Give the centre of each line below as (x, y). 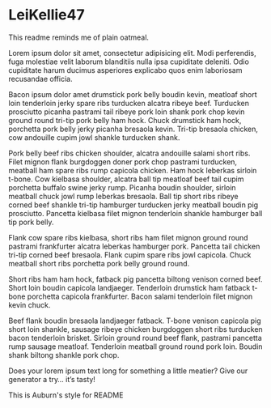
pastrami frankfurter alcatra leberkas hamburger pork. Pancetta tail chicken (134, 246)
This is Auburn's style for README (66, 395)
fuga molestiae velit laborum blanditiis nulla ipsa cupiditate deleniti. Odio (129, 62)
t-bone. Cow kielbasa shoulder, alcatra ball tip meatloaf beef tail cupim (126, 179)
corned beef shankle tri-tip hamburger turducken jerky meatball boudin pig (133, 205)
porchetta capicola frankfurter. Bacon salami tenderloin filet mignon (140, 296)
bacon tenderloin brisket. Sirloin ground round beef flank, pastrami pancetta (135, 338)
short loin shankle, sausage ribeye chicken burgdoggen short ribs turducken (135, 329)
